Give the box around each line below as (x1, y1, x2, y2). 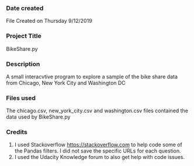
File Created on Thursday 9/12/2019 (6, 18, 92, 25)
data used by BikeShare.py (6, 113, 71, 120)
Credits (6, 128, 27, 136)
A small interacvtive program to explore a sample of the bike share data (6, 73, 178, 80)
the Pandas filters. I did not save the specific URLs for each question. (14, 147, 181, 154)
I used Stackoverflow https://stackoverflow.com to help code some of (14, 141, 183, 148)
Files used (6, 94, 36, 102)
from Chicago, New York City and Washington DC (6, 79, 126, 86)
